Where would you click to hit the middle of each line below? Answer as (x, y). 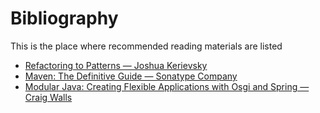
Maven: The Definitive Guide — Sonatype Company (131, 76)
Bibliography (64, 18)
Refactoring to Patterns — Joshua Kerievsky (116, 65)
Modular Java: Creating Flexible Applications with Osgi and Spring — (167, 86)
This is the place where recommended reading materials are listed (146, 46)
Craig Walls (48, 97)
